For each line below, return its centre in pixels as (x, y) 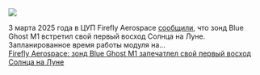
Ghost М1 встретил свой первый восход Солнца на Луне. (107, 36)
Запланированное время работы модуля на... (87, 45)
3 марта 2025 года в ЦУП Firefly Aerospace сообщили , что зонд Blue (126, 28)
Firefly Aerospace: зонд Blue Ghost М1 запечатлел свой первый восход (130, 53)
